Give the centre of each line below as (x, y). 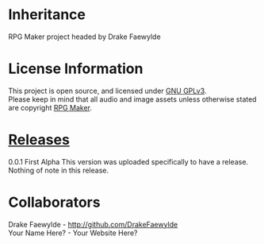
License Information (76, 69)
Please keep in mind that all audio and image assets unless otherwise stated (132, 99)
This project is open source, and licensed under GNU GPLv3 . (107, 91)
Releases (39, 140)
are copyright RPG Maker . (50, 107)
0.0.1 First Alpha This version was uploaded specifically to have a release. (128, 161)
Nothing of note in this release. (59, 170)
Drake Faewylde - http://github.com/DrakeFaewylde (93, 224)
